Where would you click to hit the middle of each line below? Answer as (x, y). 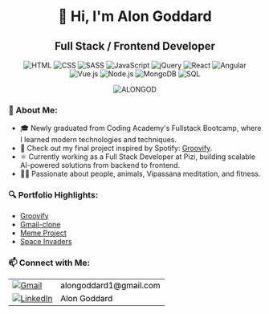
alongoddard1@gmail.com (110, 285)
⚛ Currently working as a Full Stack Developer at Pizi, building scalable (137, 157)
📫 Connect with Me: (49, 263)
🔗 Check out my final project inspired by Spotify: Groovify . (116, 149)
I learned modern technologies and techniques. (98, 140)
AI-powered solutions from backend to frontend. (100, 165)
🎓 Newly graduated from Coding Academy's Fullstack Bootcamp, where (141, 128)
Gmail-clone (40, 224)
